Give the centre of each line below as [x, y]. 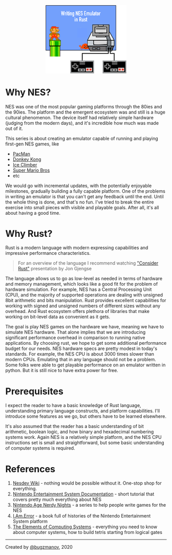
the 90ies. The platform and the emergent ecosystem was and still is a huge [85, 112]
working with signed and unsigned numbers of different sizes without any [83, 306]
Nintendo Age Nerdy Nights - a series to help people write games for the [89, 505]
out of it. [14, 128]
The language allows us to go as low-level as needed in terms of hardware [84, 279]
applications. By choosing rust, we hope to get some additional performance [86, 343]
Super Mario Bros [31, 170]
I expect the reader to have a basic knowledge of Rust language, [73, 405]
